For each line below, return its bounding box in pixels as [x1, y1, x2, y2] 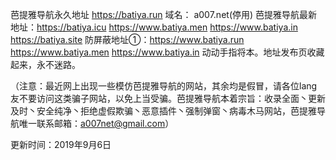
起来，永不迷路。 [10, 59, 81, 70]
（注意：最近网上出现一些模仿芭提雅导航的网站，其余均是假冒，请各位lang [10, 80, 318, 92]
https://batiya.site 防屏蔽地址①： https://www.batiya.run [10, 34, 245, 45]
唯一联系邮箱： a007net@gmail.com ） [18, 118, 175, 129]
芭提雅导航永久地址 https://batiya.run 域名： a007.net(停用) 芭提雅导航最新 [10, 9, 318, 20]
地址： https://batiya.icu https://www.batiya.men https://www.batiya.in [10, 21, 298, 33]
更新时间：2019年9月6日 [10, 139, 112, 150]
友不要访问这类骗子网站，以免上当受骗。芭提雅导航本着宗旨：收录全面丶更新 [10, 93, 326, 104]
